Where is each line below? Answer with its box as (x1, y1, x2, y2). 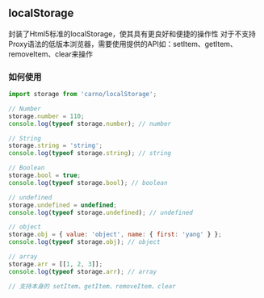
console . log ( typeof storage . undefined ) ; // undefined (8, 208, 194, 216)
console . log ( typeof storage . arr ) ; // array (8, 267, 157, 275)
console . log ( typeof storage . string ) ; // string (8, 149, 172, 157)
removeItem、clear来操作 (8, 48, 93, 59)
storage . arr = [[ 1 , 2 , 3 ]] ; (8, 260, 103, 268)
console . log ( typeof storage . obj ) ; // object (8, 238, 161, 246)
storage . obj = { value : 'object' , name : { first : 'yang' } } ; (8, 230, 222, 239)
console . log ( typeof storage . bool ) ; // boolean (8, 178, 168, 187)
